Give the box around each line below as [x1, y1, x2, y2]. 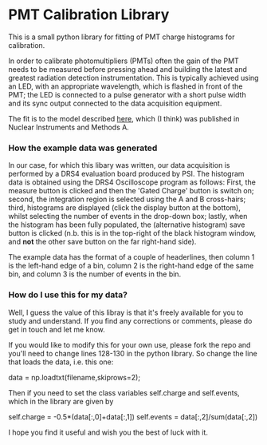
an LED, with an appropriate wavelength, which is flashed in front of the [8, 81, 243, 91]
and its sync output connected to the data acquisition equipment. [8, 98, 222, 108]
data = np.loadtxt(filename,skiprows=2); [8, 372, 141, 382]
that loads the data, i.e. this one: [8, 357, 114, 367]
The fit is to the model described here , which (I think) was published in [8, 113, 240, 123]
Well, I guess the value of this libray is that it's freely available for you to [8, 308, 244, 317]
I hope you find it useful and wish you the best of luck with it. [8, 427, 209, 437]
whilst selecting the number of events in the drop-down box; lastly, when [8, 212, 248, 221]
